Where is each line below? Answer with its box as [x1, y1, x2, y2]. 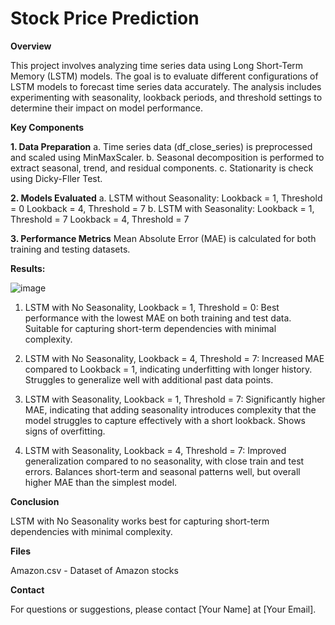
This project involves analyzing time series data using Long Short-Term [10, 59, 304, 71]
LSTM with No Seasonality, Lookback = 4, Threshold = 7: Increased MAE [24, 352, 325, 364]
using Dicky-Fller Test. [10, 172, 103, 184]
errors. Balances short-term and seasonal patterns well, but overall [24, 465, 301, 477]
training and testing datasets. [10, 243, 131, 255]
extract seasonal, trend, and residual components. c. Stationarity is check [10, 162, 314, 174]
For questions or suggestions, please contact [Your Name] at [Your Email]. [10, 603, 317, 615]
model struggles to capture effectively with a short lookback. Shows [24, 414, 306, 426]
